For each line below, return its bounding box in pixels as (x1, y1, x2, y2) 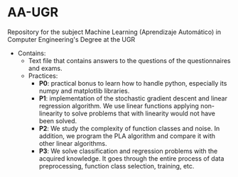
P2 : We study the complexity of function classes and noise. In (38, 124, 220, 132)
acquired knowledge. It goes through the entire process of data (38, 154, 225, 163)
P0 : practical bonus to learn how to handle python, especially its (38, 79, 227, 87)
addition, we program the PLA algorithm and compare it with (38, 132, 215, 140)
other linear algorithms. (38, 139, 108, 147)
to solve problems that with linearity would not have (64, 109, 215, 118)
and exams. (28, 64, 63, 72)
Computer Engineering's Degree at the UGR (7, 35, 136, 43)
